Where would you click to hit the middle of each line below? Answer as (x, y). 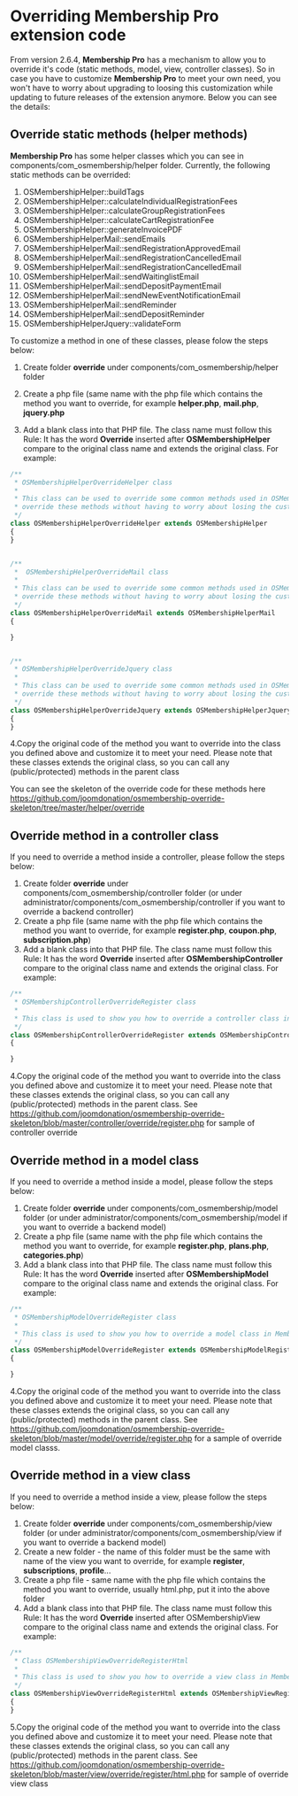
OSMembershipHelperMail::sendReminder (100, 304)
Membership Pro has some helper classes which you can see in (127, 156)
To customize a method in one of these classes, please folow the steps (139, 340)
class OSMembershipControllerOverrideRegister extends (113, 1035)
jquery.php (44, 412)
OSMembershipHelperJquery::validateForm (102, 323)
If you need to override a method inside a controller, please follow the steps (148, 857)
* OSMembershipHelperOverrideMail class (91, 572)
